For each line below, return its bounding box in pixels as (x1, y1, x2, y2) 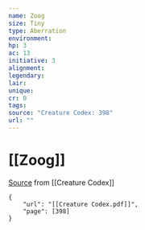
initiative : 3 (8, 57, 56, 65)
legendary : (8, 72, 45, 80)
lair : (8, 79, 27, 87)
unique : (8, 86, 35, 95)
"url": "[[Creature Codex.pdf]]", (23, 200, 139, 208)
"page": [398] (23, 207, 70, 216)
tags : (8, 101, 27, 109)
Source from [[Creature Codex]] (8, 178, 115, 187)
